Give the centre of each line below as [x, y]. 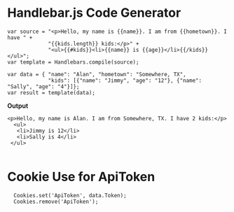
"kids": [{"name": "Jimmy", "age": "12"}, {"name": [125, 80]
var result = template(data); [51, 92]
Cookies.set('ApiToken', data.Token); [70, 195]
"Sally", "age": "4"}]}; [43, 86]
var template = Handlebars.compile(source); [73, 62]
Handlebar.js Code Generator [94, 13]
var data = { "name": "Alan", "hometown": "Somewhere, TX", [97, 74]
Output [18, 106]
